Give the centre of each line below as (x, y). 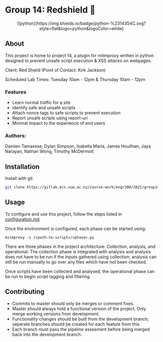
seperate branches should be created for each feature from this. (76, 324)
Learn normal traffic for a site (41, 103)
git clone (15, 187)
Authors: (16, 135)
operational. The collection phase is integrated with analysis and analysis (78, 251)
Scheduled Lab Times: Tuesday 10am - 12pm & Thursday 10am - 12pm (75, 79)
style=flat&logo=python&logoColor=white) (81, 28)
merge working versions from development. (56, 314)
